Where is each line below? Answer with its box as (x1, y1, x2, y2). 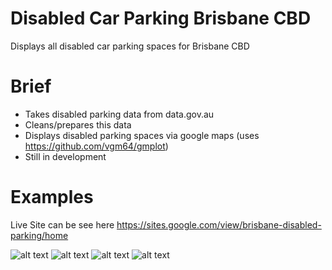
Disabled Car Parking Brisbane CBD (10, 7, 312, 30)
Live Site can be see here (10, 218, 115, 231)
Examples (10, 186, 94, 209)
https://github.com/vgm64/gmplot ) (24, 140, 169, 152)
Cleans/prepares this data (24, 118, 132, 131)
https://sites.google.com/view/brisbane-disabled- (116, 218, 322, 231)
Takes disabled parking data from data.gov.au (24, 108, 215, 120)
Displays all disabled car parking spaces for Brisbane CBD (10, 40, 250, 52)
